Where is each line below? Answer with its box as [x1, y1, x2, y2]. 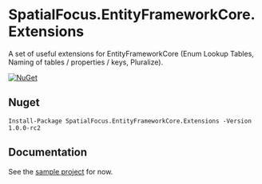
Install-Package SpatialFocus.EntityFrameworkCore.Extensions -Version [8, 117, 252, 125]
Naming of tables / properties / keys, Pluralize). [8, 57, 164, 67]
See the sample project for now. [8, 166, 113, 176]
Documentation [8, 146, 88, 159]
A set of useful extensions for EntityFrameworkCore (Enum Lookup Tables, [8, 49, 254, 58]
